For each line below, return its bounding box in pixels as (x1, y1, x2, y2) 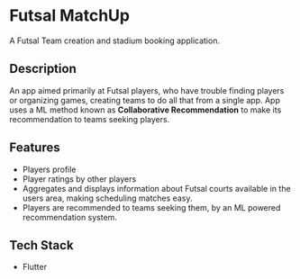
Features (9, 140, 60, 156)
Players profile (22, 164, 77, 175)
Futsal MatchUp (9, 5, 131, 26)
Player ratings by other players (22, 173, 137, 184)
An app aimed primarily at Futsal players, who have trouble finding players (9, 85, 285, 95)
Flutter (22, 262, 48, 273)
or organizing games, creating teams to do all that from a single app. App (9, 94, 281, 105)
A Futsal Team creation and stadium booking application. (9, 35, 221, 46)
